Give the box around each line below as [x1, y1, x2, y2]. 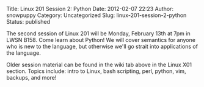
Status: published [6, 18, 51, 25]
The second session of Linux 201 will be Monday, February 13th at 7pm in [6, 30, 191, 37]
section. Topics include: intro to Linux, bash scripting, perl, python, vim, [6, 68, 186, 75]
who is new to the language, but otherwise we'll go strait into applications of [6, 43, 199, 50]
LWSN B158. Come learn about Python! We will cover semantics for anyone [6, 37, 195, 43]
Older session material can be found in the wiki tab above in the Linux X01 [6, 61, 192, 68]
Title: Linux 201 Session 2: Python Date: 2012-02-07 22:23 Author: [6, 5, 174, 12]
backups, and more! [6, 74, 57, 81]
